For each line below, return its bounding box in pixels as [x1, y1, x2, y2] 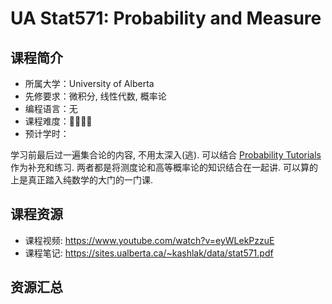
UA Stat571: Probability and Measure [10, 7, 322, 30]
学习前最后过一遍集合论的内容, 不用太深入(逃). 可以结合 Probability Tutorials [10, 149, 322, 161]
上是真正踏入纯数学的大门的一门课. [10, 174, 154, 186]
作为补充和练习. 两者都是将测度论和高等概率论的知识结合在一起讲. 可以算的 [10, 162, 318, 173]
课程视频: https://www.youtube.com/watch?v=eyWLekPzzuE [24, 234, 275, 246]
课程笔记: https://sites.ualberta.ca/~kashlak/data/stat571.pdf [24, 247, 274, 259]
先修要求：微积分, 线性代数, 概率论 [24, 90, 167, 102]
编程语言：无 [24, 103, 78, 114]
